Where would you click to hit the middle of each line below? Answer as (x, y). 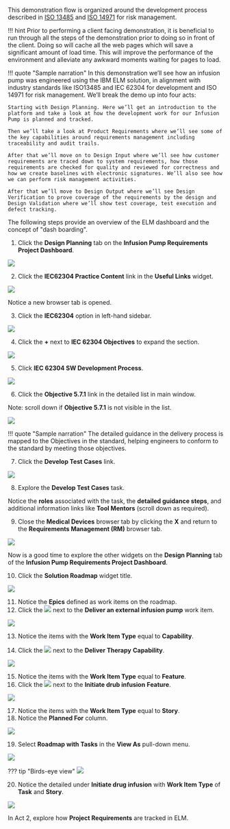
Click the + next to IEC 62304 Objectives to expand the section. (108, 342)
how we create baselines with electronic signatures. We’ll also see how (115, 174)
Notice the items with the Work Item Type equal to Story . (99, 711)
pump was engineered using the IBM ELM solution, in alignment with (104, 80)
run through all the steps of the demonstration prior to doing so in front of (111, 38)
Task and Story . (40, 792)
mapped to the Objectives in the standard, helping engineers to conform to (113, 441)
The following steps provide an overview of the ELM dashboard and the (108, 222)
